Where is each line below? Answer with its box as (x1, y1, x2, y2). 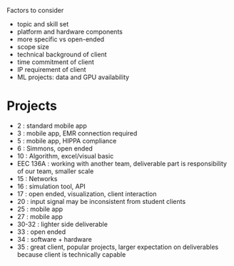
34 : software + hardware (16, 235, 92, 243)
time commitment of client (16, 58, 94, 66)
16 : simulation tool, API (16, 182, 86, 190)
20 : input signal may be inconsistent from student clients (16, 197, 186, 205)
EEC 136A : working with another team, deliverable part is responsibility (16, 159, 228, 168)
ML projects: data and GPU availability (16, 73, 130, 81)
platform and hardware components (16, 28, 123, 36)
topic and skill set (16, 20, 69, 28)
